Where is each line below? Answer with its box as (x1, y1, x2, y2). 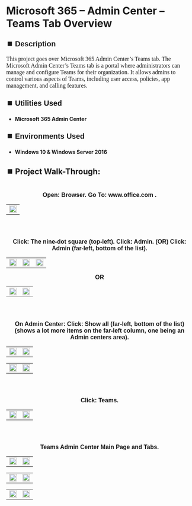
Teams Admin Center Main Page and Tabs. (40, 444, 159, 450)
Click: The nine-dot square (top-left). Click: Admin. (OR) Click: (12, 238, 187, 245)
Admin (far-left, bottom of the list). (52, 245, 148, 252)
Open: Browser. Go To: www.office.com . (42, 192, 157, 198)
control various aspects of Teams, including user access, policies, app (6, 75, 171, 82)
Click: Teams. (81, 397, 119, 404)
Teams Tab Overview (6, 17, 113, 30)
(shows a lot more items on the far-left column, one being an (14, 327, 185, 334)
